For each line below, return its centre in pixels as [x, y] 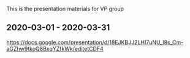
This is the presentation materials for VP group [65, 9]
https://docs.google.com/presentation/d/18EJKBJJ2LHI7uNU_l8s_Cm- [95, 42]
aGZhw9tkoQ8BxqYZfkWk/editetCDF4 [55, 48]
